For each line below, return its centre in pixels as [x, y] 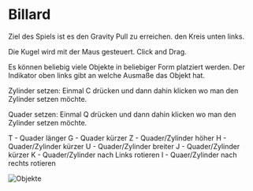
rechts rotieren [32, 163]
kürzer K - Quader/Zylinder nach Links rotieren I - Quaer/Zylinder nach [123, 155]
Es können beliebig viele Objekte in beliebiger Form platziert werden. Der [127, 67]
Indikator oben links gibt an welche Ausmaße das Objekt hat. [106, 75]
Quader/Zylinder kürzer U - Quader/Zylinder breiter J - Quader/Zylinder [124, 146]
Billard [30, 15]
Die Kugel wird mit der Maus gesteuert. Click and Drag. [97, 51]
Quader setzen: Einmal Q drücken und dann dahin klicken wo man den [122, 114]
